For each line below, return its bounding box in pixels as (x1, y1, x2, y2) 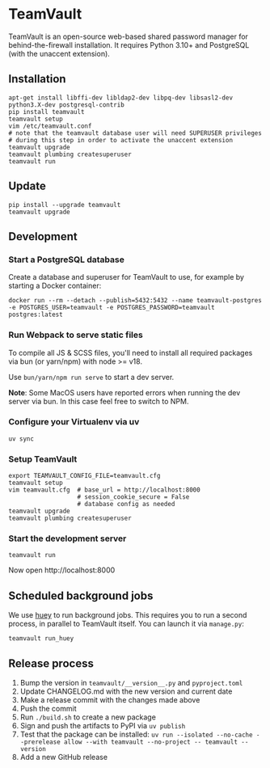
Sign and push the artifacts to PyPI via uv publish (19, 721, 186, 731)
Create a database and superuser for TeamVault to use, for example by (8, 272, 245, 282)
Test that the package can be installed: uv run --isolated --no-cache (19, 729, 253, 740)
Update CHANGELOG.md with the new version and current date (19, 686, 233, 696)
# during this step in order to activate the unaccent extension (8, 136, 233, 144)
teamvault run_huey (8, 635, 74, 643)
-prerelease (19, 738, 61, 746)
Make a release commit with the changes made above (19, 695, 200, 705)
